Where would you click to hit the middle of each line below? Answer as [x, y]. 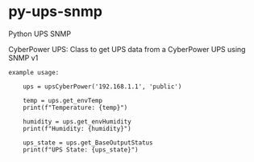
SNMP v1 [23, 58]
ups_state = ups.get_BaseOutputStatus [88, 143]
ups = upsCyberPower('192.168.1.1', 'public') [102, 87]
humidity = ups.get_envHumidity [77, 121]
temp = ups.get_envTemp [63, 100]
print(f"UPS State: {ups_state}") [81, 150]
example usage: [34, 72]
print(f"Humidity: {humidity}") [77, 128]
